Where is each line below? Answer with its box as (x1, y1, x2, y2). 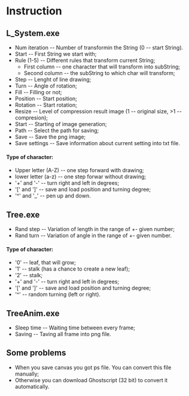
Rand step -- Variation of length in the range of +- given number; (14, 226, 175, 233)
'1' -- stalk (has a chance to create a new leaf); (14, 265, 130, 272)
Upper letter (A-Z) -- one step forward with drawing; (14, 167, 145, 174)
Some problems (6, 348, 66, 358)
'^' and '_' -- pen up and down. (14, 192, 91, 199)
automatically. (14, 383, 50, 390)
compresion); (14, 114, 48, 121)
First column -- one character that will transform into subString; (23, 63, 181, 70)
